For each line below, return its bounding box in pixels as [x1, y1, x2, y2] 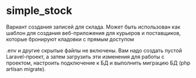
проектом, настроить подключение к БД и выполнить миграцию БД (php [6, 59, 191, 66]
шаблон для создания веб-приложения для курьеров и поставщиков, [6, 29, 181, 36]
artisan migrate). [6, 65, 46, 72]
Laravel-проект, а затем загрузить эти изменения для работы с [6, 53, 165, 60]
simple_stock [6, 4, 72, 17]
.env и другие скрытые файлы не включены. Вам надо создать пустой [6, 47, 183, 54]
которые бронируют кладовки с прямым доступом [6, 36, 134, 42]
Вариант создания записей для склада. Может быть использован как [6, 23, 181, 30]
